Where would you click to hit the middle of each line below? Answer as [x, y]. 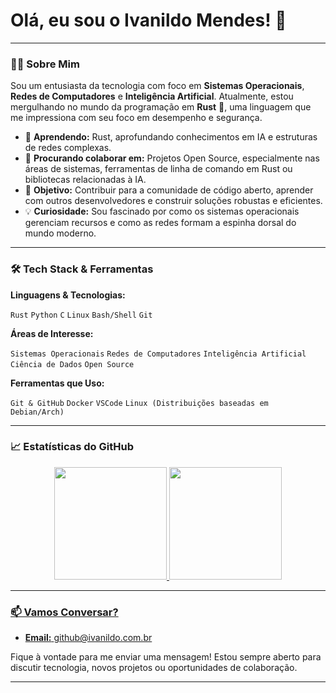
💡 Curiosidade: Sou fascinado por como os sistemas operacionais [162, 211]
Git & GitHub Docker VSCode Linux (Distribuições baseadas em [139, 403]
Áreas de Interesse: [52, 333]
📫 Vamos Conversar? [64, 612]
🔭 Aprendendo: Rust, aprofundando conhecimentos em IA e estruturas [171, 137]
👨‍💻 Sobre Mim [45, 64]
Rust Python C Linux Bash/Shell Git [81, 315]
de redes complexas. [68, 148]
